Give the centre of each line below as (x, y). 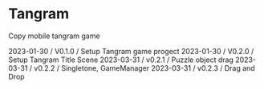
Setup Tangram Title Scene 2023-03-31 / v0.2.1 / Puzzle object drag (121, 60)
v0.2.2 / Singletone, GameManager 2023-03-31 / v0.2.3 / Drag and (144, 68)
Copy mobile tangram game (54, 36)
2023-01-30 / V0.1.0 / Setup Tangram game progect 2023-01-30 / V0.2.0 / (131, 51)
